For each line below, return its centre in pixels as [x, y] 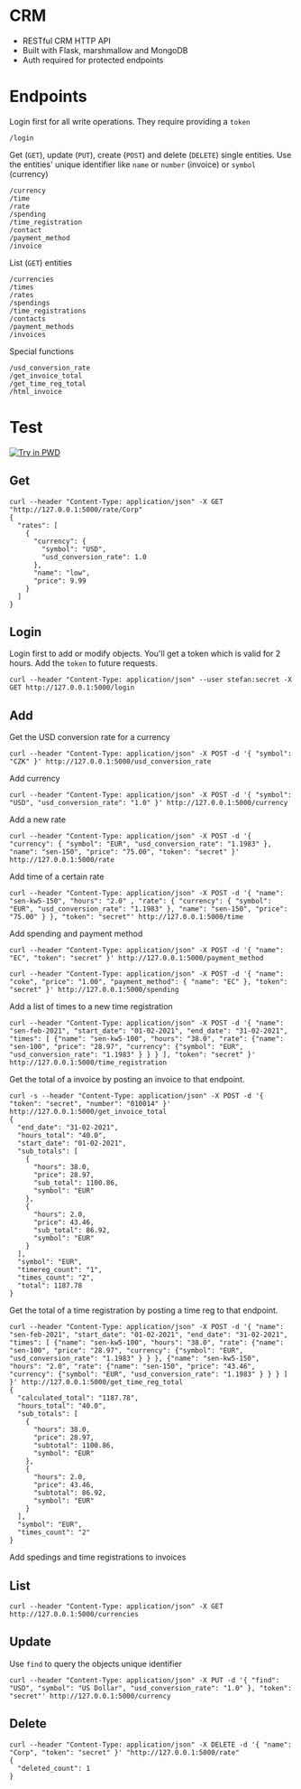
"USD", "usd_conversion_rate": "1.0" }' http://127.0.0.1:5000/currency [149, 803]
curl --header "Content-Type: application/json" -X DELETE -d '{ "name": [151, 1745]
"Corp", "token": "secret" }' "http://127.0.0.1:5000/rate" [125, 1752]
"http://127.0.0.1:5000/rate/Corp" [76, 510]
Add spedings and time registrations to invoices [98, 1557]
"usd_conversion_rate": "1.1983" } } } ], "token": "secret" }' [132, 1055]
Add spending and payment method [76, 934]
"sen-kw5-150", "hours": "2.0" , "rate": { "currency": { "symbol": [141, 901]
